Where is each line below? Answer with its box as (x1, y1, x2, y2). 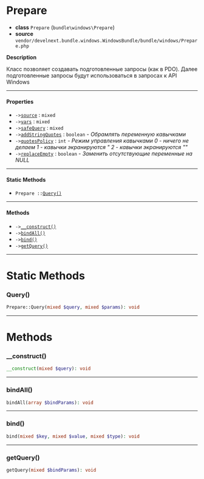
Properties (6, 98, 34, 105)
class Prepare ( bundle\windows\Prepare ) (15, 24, 115, 31)
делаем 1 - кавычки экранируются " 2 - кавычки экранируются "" (15, 144, 188, 151)
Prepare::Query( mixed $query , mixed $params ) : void (6, 304, 140, 310)
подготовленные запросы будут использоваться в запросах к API (6, 72, 177, 79)
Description (6, 53, 37, 61)
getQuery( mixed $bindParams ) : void (6, 467, 97, 473)
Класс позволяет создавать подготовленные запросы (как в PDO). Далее (6, 65, 198, 73)
